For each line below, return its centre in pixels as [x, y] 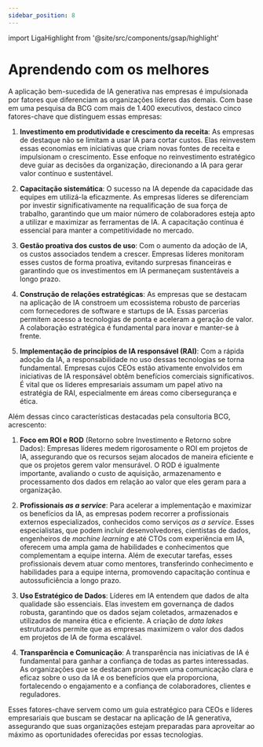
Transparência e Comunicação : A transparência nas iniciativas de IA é [134, 652]
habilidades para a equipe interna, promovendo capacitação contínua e [135, 572]
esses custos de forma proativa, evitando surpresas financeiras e [125, 262]
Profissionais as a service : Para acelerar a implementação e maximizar [135, 505]
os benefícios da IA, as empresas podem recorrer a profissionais [124, 513]
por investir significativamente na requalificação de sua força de [123, 205]
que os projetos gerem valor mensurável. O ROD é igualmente [119, 465]
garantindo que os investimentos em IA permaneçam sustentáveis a [129, 270]
